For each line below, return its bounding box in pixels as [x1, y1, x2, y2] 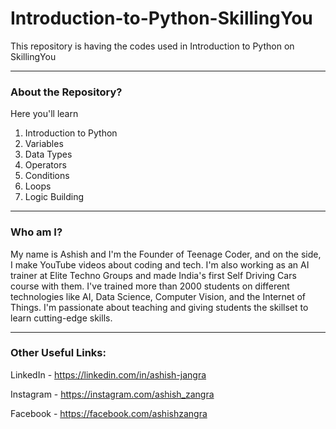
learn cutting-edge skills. [10, 312, 113, 324]
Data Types [24, 148, 73, 161]
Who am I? [10, 225, 63, 239]
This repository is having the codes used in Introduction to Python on [10, 40, 295, 52]
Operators [24, 159, 67, 171]
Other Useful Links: [10, 346, 107, 360]
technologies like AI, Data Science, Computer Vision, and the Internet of [10, 290, 307, 302]
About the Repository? [10, 85, 123, 99]
